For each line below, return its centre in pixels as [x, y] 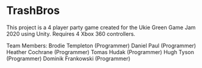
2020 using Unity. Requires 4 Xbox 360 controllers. [71, 33]
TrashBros [33, 11]
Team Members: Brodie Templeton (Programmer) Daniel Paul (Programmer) [101, 46]
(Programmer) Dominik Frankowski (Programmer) [68, 58]
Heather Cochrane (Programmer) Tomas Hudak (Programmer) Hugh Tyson [100, 52]
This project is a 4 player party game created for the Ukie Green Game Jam [101, 27]
